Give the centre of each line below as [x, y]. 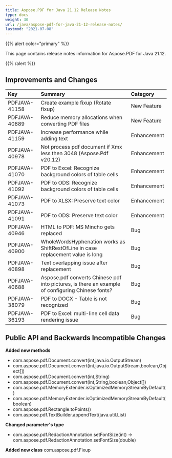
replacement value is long [72, 254]
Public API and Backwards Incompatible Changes [86, 338]
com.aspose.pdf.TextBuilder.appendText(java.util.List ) [69, 414]
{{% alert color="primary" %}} [37, 44]
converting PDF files [65, 123]
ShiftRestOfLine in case [69, 248]
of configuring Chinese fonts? [77, 290]
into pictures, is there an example [81, 284]
